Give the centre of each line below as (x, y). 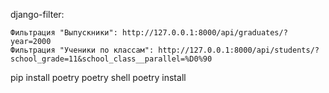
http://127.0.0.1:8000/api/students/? (239, 50)
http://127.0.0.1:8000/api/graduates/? (204, 33)
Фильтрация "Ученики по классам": (82, 50)
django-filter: (37, 14)
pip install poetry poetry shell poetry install (98, 77)
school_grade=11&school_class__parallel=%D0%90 (111, 59)
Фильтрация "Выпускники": (64, 33)
